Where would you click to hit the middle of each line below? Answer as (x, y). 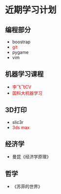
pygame (20, 52)
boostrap (21, 42)
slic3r (18, 122)
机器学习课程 (24, 74)
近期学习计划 (31, 10)
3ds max (21, 127)
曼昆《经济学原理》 (31, 157)
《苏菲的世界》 (27, 187)
